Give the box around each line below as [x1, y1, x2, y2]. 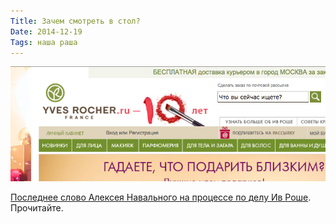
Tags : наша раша [10, 37, 78, 47]
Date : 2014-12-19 [10, 26, 83, 37]
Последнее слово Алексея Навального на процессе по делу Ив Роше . [10, 191, 312, 203]
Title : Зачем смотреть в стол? [10, 16, 141, 26]
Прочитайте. [10, 201, 64, 214]
